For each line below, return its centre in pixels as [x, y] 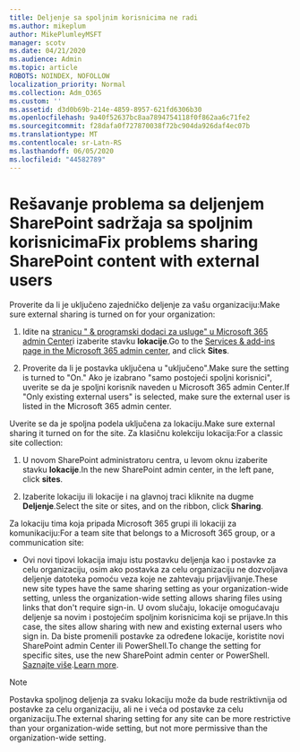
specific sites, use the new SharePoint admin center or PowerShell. [146, 655]
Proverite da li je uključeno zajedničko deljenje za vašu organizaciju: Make [145, 305]
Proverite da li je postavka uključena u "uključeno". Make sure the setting [155, 368]
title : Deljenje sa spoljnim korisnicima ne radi [104, 17]
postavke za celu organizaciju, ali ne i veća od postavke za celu [126, 709]
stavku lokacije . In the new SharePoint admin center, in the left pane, [148, 470]
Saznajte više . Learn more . [70, 665]
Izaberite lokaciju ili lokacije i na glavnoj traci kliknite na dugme [138, 497]
